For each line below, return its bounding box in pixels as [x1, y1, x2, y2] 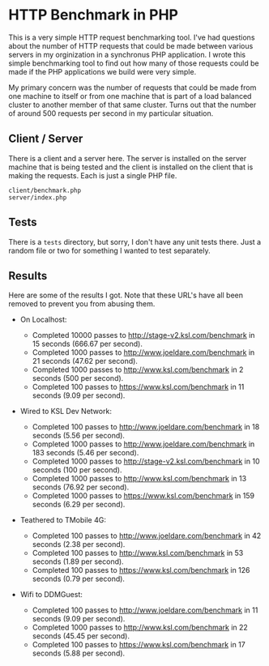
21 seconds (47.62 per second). [32, 356, 138, 366]
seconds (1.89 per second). [32, 557, 124, 566]
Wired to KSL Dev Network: [19, 407, 112, 416]
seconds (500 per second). [32, 374, 124, 383]
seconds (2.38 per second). [32, 540, 126, 549]
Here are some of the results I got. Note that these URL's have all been [8, 290, 243, 301]
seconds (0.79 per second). [32, 574, 126, 584]
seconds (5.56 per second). [32, 431, 126, 441]
